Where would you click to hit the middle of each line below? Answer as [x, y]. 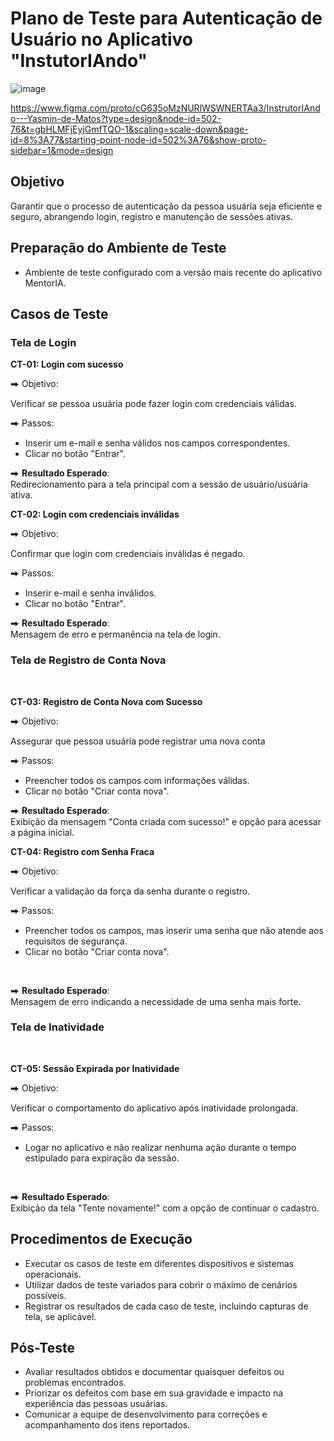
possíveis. [45, 1295]
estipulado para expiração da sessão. [102, 1158]
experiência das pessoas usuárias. [96, 1404]
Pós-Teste [42, 1348]
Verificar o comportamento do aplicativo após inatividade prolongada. [154, 1108]
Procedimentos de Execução [101, 1239]
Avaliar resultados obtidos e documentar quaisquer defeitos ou [154, 1372]
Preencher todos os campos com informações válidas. [137, 780]
